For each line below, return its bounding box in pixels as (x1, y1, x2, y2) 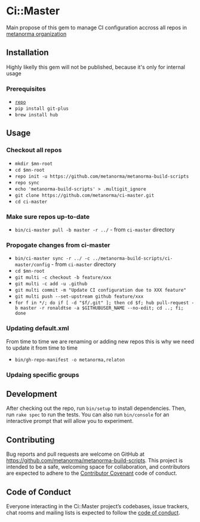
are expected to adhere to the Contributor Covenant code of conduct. (6, 470, 177, 477)
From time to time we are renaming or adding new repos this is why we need (6, 338, 194, 345)
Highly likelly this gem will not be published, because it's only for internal (6, 63, 185, 70)
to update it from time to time (6, 344, 78, 351)
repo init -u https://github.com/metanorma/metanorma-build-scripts (14, 173, 189, 180)
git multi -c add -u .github (14, 281, 88, 287)
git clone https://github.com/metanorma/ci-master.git (14, 192, 155, 198)
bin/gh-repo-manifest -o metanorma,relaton (14, 357, 125, 363)
